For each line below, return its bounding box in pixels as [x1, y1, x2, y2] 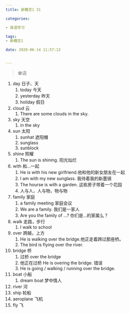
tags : [5, 34, 17, 39]
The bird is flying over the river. [20, 242, 83, 247]
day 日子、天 [12, 81, 39, 86]
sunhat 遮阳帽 [20, 134, 49, 140]
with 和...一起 [12, 163, 40, 169]
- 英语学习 [5, 25, 25, 30]
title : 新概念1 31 [5, 7, 41, 12]
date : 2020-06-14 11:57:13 [5, 47, 61, 52]
